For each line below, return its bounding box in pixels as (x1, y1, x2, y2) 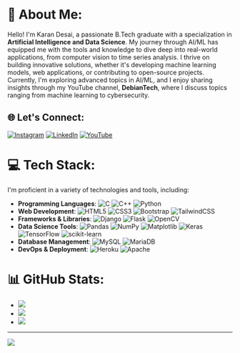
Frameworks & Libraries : (17, 214, 92, 223)
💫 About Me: (7, 6, 83, 23)
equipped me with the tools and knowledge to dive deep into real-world (7, 45, 218, 54)
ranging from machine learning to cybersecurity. (7, 91, 150, 99)
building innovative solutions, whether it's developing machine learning (7, 60, 216, 69)
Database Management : (17, 237, 91, 246)
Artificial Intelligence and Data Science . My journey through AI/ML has (7, 37, 219, 46)
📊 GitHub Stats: (7, 271, 105, 287)
